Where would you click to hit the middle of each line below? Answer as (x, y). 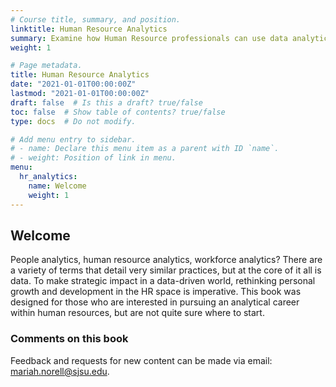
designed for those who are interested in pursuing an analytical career (155, 302)
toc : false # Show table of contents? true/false (118, 112)
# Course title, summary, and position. (96, 19)
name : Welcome (57, 186)
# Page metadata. (46, 66)
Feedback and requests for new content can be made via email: (141, 360)
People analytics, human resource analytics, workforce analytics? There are (166, 260)
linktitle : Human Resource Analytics (89, 29)
